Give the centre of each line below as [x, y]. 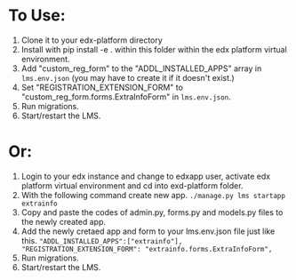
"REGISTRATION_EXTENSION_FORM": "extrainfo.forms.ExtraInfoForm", [147, 249]
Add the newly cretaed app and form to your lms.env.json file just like [148, 231]
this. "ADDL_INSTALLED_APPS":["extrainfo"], [102, 240]
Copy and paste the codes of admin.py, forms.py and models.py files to [152, 212]
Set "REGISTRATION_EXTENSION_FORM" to [102, 87]
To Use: [37, 16]
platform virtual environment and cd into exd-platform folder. [132, 185]
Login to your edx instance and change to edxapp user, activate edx [146, 176]
